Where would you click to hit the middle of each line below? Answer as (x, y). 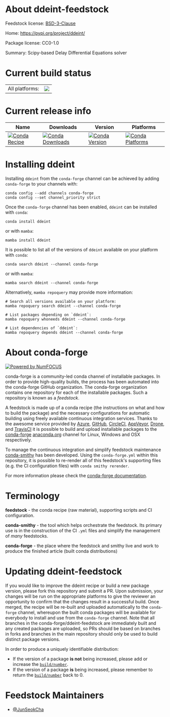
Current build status (48, 73)
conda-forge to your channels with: (41, 184)
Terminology (32, 496)
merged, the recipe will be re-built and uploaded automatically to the (77, 607)
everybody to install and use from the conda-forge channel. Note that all (80, 617)
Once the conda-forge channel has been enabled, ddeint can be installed (81, 207)
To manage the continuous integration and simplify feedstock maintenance (83, 450)
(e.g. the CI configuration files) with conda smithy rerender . (67, 466)
